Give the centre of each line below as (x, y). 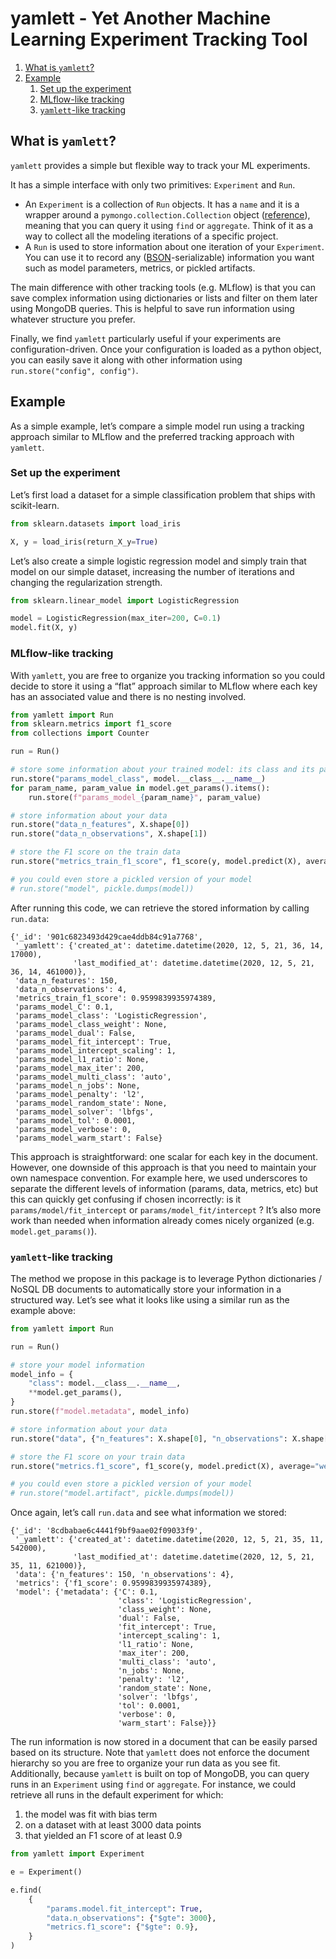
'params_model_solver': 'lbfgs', (84, 1112)
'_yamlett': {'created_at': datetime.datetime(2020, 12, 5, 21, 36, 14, (169, 945)
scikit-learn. (35, 505)
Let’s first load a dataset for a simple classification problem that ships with (163, 494)
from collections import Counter (80, 733)
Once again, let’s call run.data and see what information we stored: (148, 1513)
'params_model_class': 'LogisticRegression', (111, 1015)
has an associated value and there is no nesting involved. (128, 696)
